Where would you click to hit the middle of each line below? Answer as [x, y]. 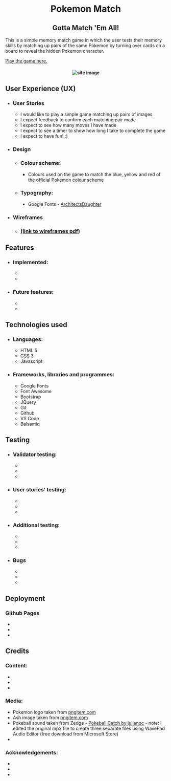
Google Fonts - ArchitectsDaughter [65, 204]
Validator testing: [35, 454]
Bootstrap [31, 397]
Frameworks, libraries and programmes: [64, 375]
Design [22, 149]
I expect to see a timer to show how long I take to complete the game [93, 131]
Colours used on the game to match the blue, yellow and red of [94, 174]
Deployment [25, 599]
